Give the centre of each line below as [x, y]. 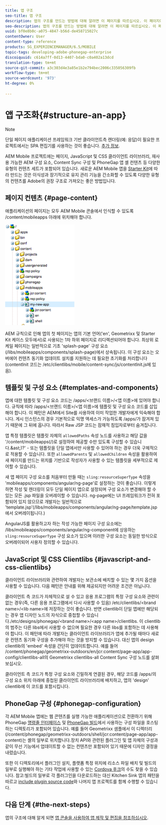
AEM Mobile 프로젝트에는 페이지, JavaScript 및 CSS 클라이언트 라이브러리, [78, 156]
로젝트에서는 [17, 145]
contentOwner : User [25, 37]
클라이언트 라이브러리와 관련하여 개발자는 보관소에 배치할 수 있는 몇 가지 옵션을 [81, 580]
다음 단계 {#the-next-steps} [48, 805]
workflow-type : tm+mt [27, 73]
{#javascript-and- [123, 559]
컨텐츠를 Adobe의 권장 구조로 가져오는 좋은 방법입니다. [63, 181]
